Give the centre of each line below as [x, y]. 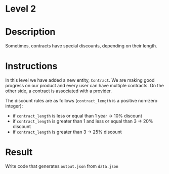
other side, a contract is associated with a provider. [59, 91]
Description [30, 32]
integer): [14, 106]
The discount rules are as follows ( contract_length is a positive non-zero [81, 101]
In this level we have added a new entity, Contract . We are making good [80, 80]
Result [19, 152]
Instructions [31, 66]
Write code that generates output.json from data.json [62, 166]
